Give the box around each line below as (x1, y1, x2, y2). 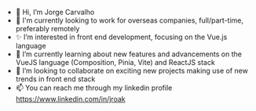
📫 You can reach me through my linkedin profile (15, 83, 173, 92)
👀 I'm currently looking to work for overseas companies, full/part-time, (15, 16, 244, 25)
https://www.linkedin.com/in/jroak (15, 95, 126, 103)
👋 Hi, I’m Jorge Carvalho (15, 8, 95, 16)
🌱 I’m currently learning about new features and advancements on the (15, 49, 242, 59)
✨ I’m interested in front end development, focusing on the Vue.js (15, 32, 228, 41)
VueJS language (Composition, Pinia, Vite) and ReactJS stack (15, 58, 216, 66)
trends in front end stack (15, 74, 96, 84)
